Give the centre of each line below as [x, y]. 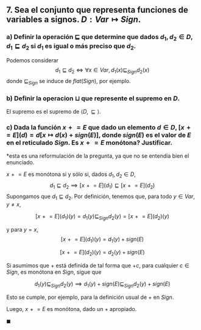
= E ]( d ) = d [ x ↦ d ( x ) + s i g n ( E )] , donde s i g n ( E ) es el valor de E [99, 135]
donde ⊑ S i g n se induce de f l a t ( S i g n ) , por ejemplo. [69, 82]
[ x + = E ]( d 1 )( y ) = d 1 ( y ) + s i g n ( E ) [102, 240]
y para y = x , [22, 229]
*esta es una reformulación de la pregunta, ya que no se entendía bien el [98, 156]
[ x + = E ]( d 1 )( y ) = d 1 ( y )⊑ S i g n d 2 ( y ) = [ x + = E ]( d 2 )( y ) [102, 217]
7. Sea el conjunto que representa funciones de [97, 10]
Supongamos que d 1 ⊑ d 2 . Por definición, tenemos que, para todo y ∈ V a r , [101, 197]
